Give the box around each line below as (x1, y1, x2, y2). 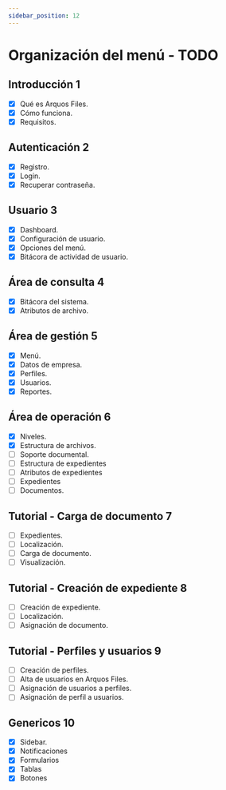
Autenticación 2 (8, 141, 90, 154)
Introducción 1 (8, 77, 81, 92)
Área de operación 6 (8, 411, 111, 424)
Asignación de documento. (19, 621, 109, 630)
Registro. (19, 161, 50, 172)
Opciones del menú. (19, 243, 86, 252)
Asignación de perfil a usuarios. (19, 693, 124, 702)
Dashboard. (19, 224, 59, 234)
